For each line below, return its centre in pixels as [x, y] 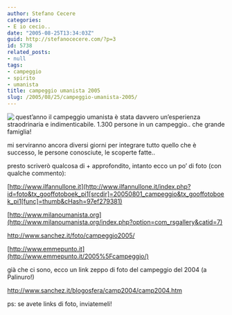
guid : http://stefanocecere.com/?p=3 [62, 39]
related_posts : [29, 53]
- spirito [21, 78]
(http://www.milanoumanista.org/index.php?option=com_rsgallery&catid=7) [115, 222]
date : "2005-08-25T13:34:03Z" [51, 33]
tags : [15, 65]
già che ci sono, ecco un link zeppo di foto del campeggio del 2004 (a [107, 270]
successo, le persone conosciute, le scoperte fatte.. [81, 152]
